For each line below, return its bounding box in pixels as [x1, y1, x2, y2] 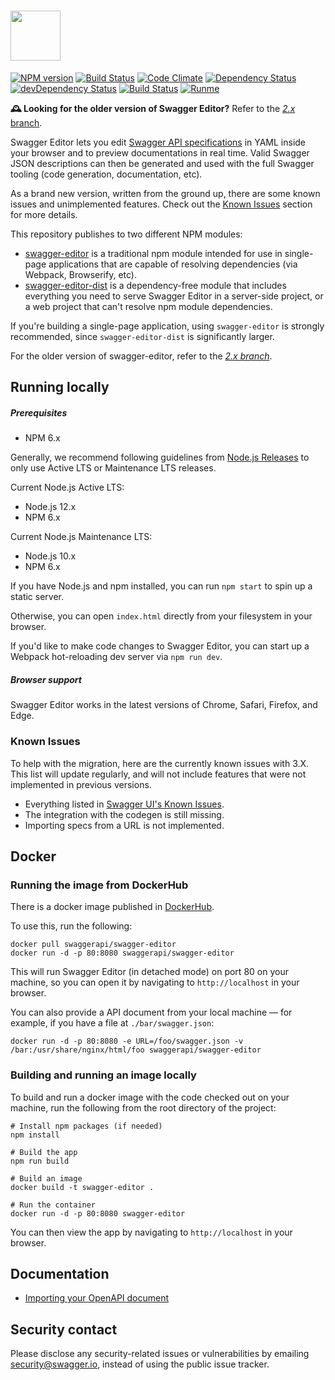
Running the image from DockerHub [10, 878, 189, 892]
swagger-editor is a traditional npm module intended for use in [24, 247, 283, 259]
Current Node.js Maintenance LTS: [10, 531, 153, 543]
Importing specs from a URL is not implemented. [24, 819, 225, 831]
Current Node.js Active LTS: [10, 481, 125, 494]
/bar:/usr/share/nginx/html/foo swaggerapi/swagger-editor [10, 1045, 262, 1055]
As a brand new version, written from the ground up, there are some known [10, 187, 321, 199]
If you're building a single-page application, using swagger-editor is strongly [10, 320, 325, 332]
